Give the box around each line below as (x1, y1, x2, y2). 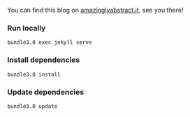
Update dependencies (7, 87, 85, 97)
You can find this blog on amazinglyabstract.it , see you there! (7, 6, 184, 14)
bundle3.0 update (7, 102, 58, 110)
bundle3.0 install (7, 71, 61, 78)
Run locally (7, 23, 46, 33)
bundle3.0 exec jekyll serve (7, 39, 92, 46)
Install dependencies (7, 55, 80, 65)
